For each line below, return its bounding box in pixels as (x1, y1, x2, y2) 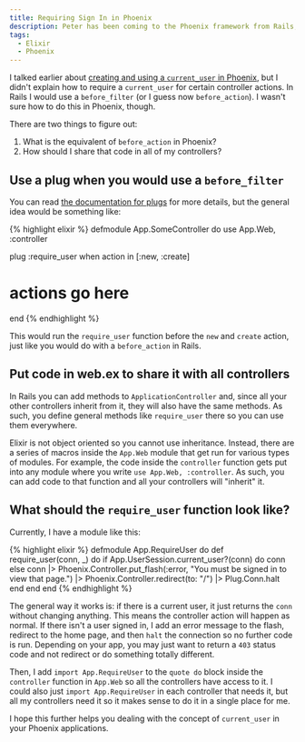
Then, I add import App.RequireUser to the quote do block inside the (9, 666, 263, 677)
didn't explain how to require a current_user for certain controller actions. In (9, 82, 294, 93)
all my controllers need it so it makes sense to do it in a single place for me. (9, 695, 290, 706)
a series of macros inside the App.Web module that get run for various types (9, 446, 290, 457)
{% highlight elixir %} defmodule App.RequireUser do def (9, 544, 224, 555)
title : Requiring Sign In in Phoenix (9, 13, 152, 23)
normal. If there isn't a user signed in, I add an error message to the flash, (9, 619, 284, 630)
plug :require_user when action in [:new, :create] (9, 251, 191, 262)
